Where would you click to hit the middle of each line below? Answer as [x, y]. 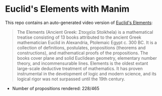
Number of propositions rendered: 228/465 [56, 88]
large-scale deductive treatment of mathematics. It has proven [80, 68]
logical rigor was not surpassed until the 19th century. [71, 79]
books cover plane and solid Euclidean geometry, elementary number [87, 58]
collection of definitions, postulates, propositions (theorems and [81, 48]
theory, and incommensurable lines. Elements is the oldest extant [82, 63]
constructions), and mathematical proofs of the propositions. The [82, 53]
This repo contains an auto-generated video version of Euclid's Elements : [79, 23]
